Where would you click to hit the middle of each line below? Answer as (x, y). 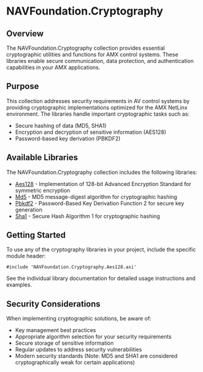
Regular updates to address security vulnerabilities (78, 350)
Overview (25, 34)
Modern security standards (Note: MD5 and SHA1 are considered (96, 356)
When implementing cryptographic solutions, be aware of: (79, 319)
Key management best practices (55, 330)
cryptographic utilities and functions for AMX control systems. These (92, 55)
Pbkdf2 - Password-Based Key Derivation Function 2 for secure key (100, 203)
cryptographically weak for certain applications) (75, 362)
